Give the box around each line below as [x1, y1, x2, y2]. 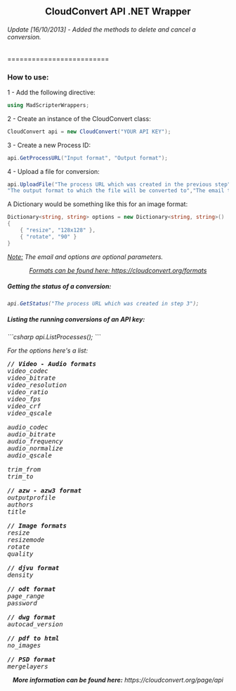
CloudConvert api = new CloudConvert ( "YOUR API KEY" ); [7, 128, 171, 135]
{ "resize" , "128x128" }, [20, 227, 96, 234]
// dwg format [7, 614, 56, 621]
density [7, 571, 34, 579]
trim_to [7, 473, 34, 481]
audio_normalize [7, 445, 63, 452]
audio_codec [7, 424, 48, 431]
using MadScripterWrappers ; [7, 101, 90, 108]
